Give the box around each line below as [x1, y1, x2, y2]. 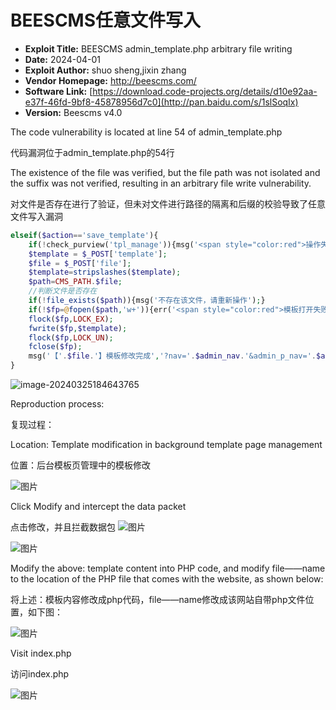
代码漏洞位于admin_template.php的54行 [10, 146, 175, 158]
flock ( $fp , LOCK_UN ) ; [28, 332, 114, 343]
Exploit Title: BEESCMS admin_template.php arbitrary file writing [24, 42, 293, 55]
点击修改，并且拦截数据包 [10, 521, 116, 533]
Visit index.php [10, 647, 72, 660]
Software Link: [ [24, 85, 93, 97]
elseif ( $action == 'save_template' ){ [10, 230, 159, 240]
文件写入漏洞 [10, 210, 63, 222]
